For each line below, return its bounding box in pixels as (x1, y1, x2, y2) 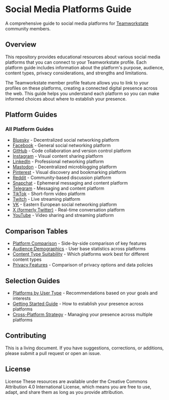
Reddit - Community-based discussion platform (12, 174, 111, 181)
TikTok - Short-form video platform (12, 191, 86, 197)
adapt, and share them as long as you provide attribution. (5, 389, 125, 395)
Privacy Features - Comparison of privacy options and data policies (12, 262, 153, 268)
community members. (5, 25, 51, 31)
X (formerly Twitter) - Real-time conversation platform (12, 207, 125, 213)
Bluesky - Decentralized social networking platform (12, 137, 120, 143)
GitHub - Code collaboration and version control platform (12, 148, 131, 154)
